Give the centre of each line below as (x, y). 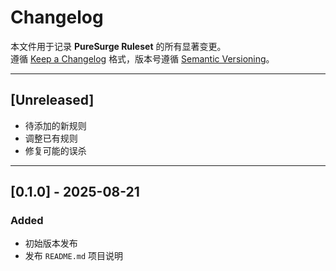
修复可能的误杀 (55, 150)
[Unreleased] (52, 100)
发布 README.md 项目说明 (74, 256)
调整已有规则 (51, 138)
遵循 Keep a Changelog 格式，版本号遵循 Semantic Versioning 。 (142, 58)
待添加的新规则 (55, 125)
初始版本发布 (51, 243)
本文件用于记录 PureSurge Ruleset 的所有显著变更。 (118, 46)
